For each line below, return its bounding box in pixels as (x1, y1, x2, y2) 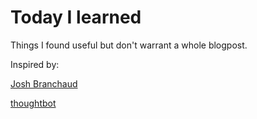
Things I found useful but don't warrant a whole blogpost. (10, 39, 248, 51)
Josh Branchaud (10, 77, 78, 90)
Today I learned (10, 6, 142, 29)
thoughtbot (10, 97, 57, 109)
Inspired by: (10, 58, 60, 70)
